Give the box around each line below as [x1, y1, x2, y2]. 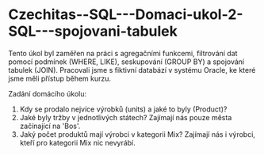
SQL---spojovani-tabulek [8, 22, 178, 40]
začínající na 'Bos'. [19, 121, 81, 130]
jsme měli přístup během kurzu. [8, 74, 112, 83]
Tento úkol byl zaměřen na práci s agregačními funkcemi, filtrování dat [8, 48, 238, 58]
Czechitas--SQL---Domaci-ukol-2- [8, 6, 243, 24]
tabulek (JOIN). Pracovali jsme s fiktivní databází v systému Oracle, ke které [8, 65, 256, 74]
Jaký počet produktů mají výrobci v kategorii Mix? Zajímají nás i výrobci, [19, 129, 256, 139]
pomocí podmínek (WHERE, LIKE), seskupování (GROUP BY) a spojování [8, 57, 245, 66]
